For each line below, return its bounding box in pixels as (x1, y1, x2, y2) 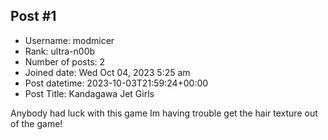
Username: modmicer (24, 34, 115, 46)
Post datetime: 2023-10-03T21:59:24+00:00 (24, 77, 209, 89)
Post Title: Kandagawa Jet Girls (24, 87, 155, 99)
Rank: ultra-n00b (24, 45, 96, 57)
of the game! (10, 117, 63, 129)
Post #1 (10, 8, 57, 25)
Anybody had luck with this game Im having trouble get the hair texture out (10, 107, 318, 119)
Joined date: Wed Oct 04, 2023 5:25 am (24, 66, 191, 78)
